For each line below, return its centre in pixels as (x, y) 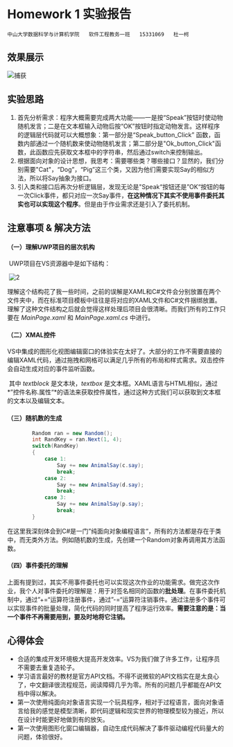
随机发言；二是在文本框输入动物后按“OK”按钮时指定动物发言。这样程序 (119, 126)
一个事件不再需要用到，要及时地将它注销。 (68, 617)
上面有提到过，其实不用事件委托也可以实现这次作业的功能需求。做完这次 (110, 582)
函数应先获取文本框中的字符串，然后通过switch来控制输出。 (121, 152)
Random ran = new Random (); (72, 433)
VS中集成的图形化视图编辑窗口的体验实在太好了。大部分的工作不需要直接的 (114, 351)
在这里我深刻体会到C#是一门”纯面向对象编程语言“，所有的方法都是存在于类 (114, 531)
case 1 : (55, 459)
